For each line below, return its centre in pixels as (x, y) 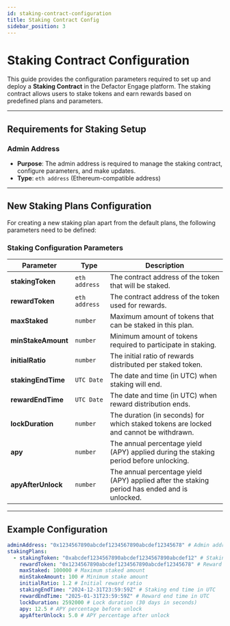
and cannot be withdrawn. (152, 432)
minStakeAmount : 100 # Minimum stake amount (84, 577)
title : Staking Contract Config (53, 20)
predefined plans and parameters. (55, 101)
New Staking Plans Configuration (79, 206)
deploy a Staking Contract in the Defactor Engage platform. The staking (109, 86)
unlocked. (126, 498)
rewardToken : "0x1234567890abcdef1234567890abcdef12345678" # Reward (121, 564)
